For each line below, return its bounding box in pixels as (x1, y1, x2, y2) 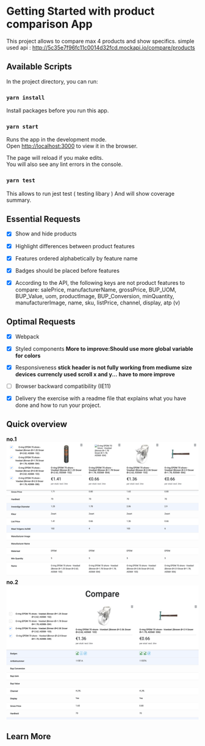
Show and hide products (15, 230, 77, 237)
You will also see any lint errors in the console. (6, 160, 123, 168)
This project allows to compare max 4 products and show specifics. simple (6, 37, 195, 45)
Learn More (6, 731, 51, 742)
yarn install (6, 94, 45, 101)
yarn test (6, 177, 35, 184)
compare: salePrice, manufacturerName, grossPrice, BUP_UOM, (15, 285, 177, 293)
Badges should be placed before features (15, 267, 120, 274)
